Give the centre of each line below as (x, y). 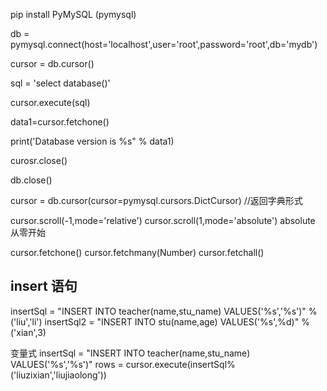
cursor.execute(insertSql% (180, 364)
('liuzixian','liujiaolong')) (58, 375)
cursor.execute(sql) (50, 102)
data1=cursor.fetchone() (60, 122)
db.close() (31, 180)
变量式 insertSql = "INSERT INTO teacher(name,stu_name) (130, 353)
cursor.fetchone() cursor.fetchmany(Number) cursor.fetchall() (137, 252)
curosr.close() (39, 160)
